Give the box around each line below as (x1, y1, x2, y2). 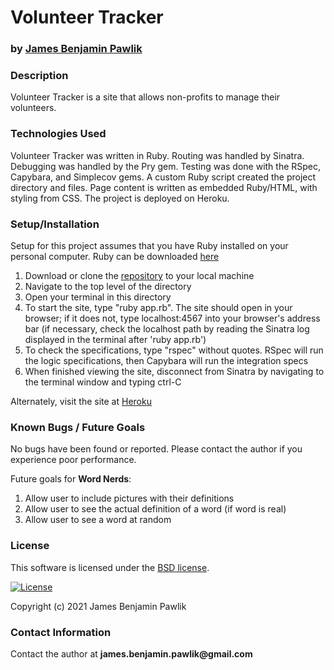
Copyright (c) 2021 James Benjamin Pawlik (10, 600, 187, 612)
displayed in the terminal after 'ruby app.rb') (24, 334, 207, 345)
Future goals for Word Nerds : (10, 473, 132, 485)
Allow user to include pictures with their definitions (24, 492, 235, 505)
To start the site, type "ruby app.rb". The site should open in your (24, 302, 293, 313)
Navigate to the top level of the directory (24, 281, 192, 292)
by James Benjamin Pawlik (10, 42, 143, 56)
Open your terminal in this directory (24, 291, 172, 303)
